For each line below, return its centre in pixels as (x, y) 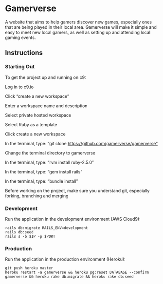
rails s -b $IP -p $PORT (30, 236)
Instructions (24, 53)
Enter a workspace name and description (46, 106)
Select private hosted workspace (38, 115)
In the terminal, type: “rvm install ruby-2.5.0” (49, 162)
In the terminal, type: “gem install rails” (44, 171)
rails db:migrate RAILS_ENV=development (47, 228)
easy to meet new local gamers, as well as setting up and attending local (78, 32)
